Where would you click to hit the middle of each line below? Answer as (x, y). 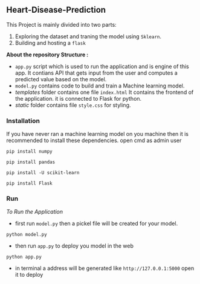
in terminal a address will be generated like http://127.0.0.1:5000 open (105, 268)
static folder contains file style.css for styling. (73, 105)
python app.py (24, 257)
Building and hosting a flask (50, 42)
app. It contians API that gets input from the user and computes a (96, 73)
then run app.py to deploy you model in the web (74, 246)
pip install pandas (31, 162)
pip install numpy (29, 152)
